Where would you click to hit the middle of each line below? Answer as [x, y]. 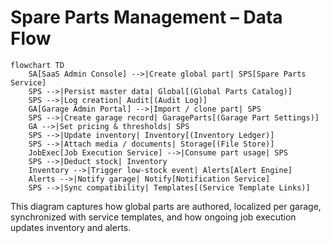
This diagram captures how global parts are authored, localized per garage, [166, 206]
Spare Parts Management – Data [146, 17]
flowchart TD [37, 65]
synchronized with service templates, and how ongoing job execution [153, 217]
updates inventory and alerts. [71, 227]
